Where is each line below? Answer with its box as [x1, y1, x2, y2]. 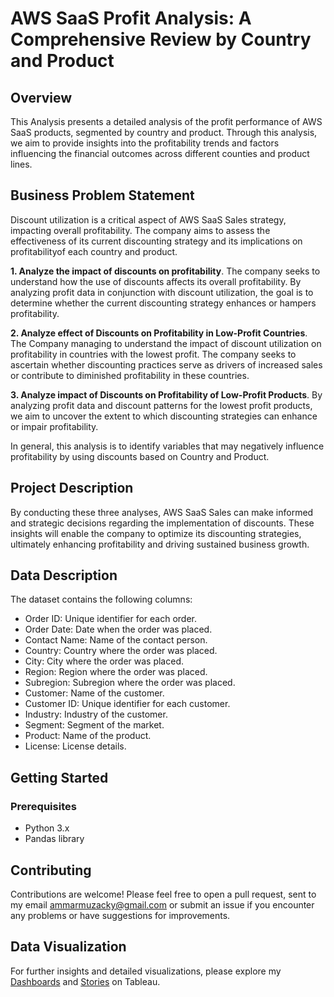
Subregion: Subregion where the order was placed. [24, 677, 236, 689]
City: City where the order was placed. [24, 655, 184, 667]
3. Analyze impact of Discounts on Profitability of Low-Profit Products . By [10, 388, 323, 401]
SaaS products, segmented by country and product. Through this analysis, [10, 127, 318, 138]
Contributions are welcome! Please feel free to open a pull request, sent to [10, 888, 317, 900]
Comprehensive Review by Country [10, 28, 312, 51]
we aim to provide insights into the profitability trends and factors [10, 137, 280, 149]
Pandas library [24, 833, 85, 845]
